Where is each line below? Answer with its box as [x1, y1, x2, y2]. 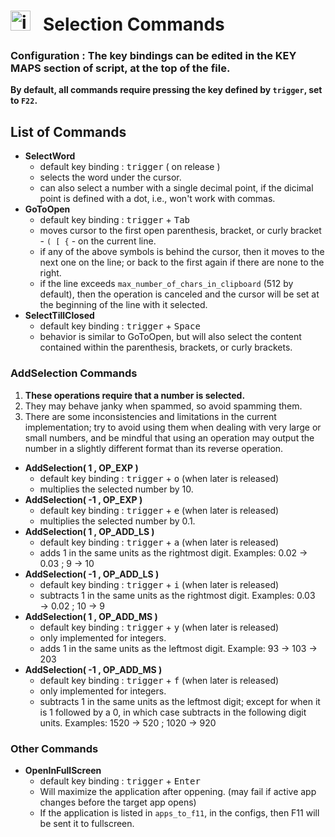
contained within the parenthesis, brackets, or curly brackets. [39, 341, 293, 354]
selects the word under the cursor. [39, 171, 182, 184]
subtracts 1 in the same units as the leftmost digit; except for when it [39, 695, 321, 707]
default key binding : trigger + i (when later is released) [39, 578, 280, 590]
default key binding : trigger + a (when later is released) [39, 536, 280, 548]
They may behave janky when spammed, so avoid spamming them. [24, 400, 303, 412]
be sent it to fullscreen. [39, 817, 135, 829]
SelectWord [24, 150, 76, 162]
